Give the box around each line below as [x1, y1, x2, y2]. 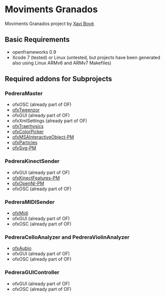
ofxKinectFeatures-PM [12, 175, 60, 181]
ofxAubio [12, 245, 32, 252]
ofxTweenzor [12, 107, 40, 113]
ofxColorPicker [12, 129, 44, 135]
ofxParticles [12, 140, 38, 146]
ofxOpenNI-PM [12, 180, 44, 186]
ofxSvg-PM [12, 145, 37, 151]
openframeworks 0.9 [12, 49, 57, 55]
